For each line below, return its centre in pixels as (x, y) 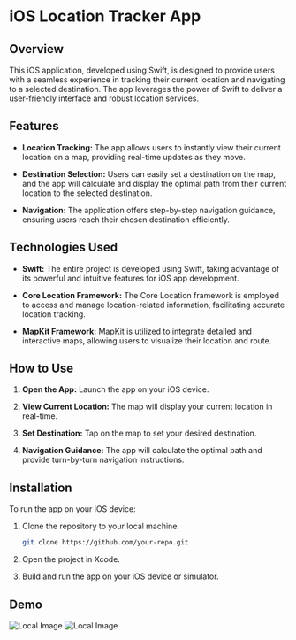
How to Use (42, 369)
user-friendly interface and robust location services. (104, 98)
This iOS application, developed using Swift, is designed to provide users (142, 70)
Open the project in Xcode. (71, 559)
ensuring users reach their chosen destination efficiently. (125, 220)
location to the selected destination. (87, 193)
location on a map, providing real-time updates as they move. (133, 157)
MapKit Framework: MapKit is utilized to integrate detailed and (137, 331)
